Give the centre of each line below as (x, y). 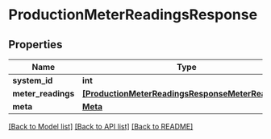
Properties (35, 45)
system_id (33, 80)
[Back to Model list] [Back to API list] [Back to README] (101, 127)
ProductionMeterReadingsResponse (133, 15)
